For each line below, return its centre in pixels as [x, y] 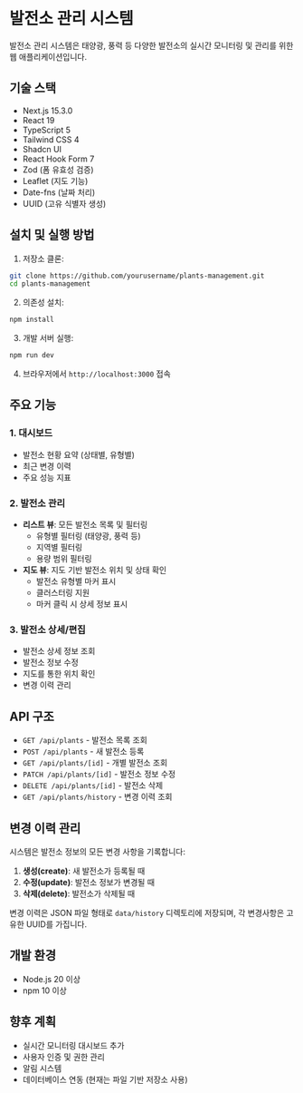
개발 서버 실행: [48, 338]
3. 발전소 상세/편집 [47, 629]
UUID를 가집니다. [57, 924]
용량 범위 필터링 [64, 559]
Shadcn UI [42, 149]
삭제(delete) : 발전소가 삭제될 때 [79, 893]
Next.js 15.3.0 [47, 111]
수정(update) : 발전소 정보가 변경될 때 [89, 882]
